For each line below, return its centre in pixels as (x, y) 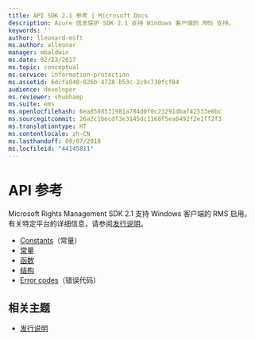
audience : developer (42, 89)
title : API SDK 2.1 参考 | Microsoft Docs (78, 15)
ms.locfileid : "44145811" (51, 149)
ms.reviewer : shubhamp (46, 97)
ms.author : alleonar (42, 45)
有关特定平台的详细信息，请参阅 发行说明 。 (78, 224)
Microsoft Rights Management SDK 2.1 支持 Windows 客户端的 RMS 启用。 (130, 214)
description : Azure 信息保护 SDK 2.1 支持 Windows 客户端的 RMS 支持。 (122, 23)
